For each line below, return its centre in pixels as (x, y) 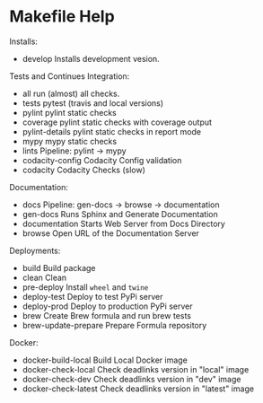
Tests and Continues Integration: (70, 76)
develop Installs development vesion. (91, 58)
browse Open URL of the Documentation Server (111, 233)
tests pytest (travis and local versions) (93, 103)
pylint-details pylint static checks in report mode (112, 131)
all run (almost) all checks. (71, 93)
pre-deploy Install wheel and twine (85, 287)
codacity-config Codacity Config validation (102, 160)
